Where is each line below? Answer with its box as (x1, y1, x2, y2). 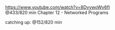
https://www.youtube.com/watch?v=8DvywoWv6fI (5, 4, 110, 10)
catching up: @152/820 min (5, 19, 62, 25)
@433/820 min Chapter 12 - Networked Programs (5, 9, 109, 15)
